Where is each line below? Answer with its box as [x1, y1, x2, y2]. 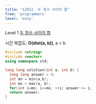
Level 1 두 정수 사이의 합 [5, 30, 51, 36]
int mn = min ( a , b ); [9, 76, 49, 81]
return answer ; [9, 90, 40, 95]
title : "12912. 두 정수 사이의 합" [5, 7, 70, 12]
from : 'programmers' [5, 12, 47, 16]
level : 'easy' [5, 16, 34, 21]
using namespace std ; [5, 59, 49, 64]
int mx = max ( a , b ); [9, 81, 51, 86]
